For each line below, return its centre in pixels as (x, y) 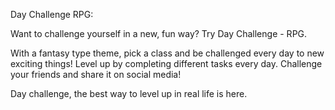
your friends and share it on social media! (96, 74)
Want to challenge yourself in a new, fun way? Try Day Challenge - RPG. (159, 33)
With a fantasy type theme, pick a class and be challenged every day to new (167, 53)
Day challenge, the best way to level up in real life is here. (129, 93)
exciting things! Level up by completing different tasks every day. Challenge (166, 63)
